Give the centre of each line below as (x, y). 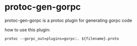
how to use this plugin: (27, 30)
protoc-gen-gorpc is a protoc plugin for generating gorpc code (68, 20)
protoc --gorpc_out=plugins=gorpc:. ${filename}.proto (62, 38)
